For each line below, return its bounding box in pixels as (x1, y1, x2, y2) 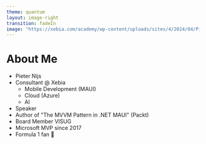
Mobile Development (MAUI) (24, 85, 96, 93)
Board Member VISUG (15, 118, 72, 125)
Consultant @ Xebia (15, 79, 66, 86)
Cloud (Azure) (24, 92, 60, 99)
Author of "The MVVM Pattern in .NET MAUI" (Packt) (15, 111, 149, 119)
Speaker (15, 105, 37, 112)
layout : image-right (6, 15, 59, 21)
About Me (6, 52, 58, 66)
